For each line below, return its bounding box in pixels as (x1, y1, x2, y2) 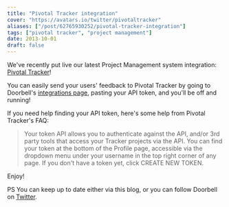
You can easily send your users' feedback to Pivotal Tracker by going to (7, 82, 211, 89)
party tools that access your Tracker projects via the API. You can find (23, 137, 223, 145)
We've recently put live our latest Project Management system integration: (7, 61, 217, 69)
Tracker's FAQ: (7, 117, 50, 124)
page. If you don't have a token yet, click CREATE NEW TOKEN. (23, 159, 204, 167)
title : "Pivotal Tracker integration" (7, 10, 118, 17)
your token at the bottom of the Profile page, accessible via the (23, 145, 203, 152)
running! (7, 96, 31, 103)
